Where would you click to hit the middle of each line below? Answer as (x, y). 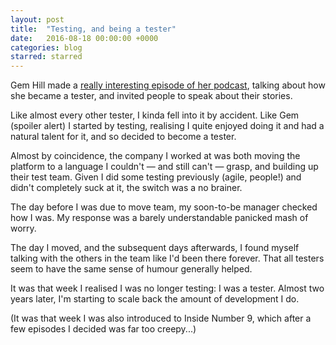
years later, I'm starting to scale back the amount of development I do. (155, 299)
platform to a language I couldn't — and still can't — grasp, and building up (164, 167)
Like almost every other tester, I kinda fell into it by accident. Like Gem (155, 115)
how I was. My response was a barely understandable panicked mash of (159, 218)
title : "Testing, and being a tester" (93, 29)
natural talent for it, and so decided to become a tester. (123, 137)
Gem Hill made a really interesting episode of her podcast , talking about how (168, 85)
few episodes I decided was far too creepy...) (103, 329)
